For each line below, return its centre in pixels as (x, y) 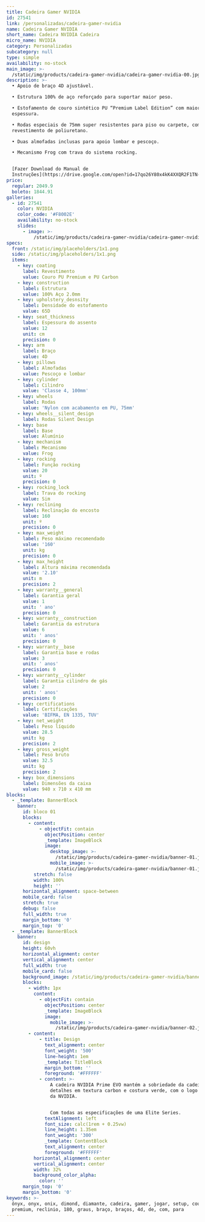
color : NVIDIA (35, 209)
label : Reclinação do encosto (61, 510)
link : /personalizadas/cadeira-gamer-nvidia (64, 23)
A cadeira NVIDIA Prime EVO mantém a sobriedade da (117, 1085)
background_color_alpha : (65, 1175)
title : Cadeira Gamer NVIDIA (43, 12)
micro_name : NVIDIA (31, 40)
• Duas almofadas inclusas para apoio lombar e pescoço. (86, 141)
